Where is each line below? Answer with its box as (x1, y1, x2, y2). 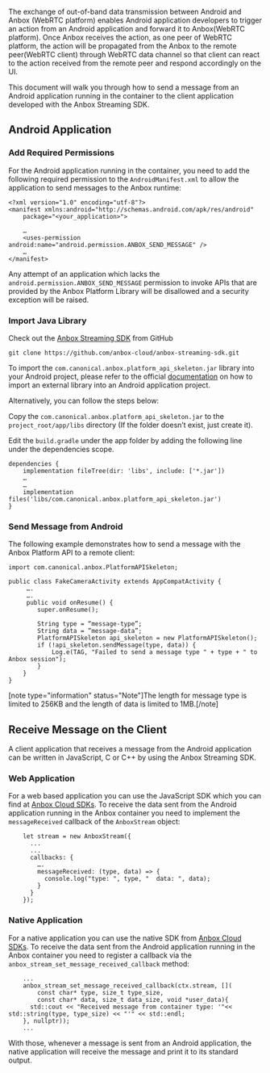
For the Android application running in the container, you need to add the (8, 166, 250, 175)
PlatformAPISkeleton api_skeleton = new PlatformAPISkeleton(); (37, 634, 258, 643)
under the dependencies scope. (8, 444, 114, 454)
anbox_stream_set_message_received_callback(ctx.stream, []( (23, 981, 232, 990)
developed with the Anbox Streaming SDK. (8, 100, 150, 109)
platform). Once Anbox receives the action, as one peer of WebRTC (8, 32, 232, 42)
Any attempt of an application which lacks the (8, 269, 160, 279)
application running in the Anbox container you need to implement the (8, 808, 240, 818)
